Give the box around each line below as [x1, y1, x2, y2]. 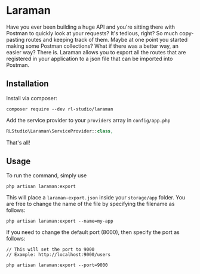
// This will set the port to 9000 [6, 247, 95, 253]
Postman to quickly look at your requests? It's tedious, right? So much [6, 29, 178, 36]
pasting [6, 36, 25, 43]
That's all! [6, 138, 30, 146]
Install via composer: [6, 94, 58, 101]
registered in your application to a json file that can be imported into [6, 55, 173, 62]
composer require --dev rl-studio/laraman [6, 106, 113, 112]
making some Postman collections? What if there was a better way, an [6, 42, 179, 50]
